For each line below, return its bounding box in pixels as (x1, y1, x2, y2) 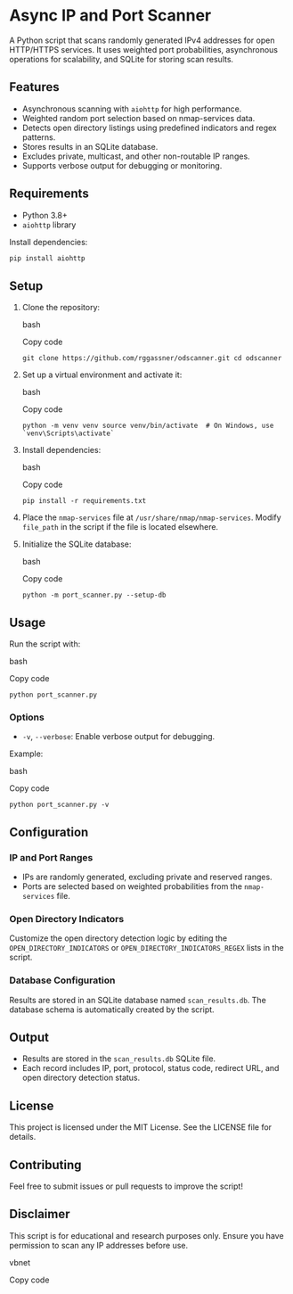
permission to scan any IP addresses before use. (9, 1240, 189, 1250)
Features (9, 79, 60, 95)
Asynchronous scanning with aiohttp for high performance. (21, 103, 242, 114)
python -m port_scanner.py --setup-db (21, 590, 167, 600)
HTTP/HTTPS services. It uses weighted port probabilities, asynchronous (9, 44, 279, 54)
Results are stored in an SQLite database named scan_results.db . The (9, 994, 267, 1005)
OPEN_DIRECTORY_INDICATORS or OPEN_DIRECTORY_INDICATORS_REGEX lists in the (9, 943, 284, 953)
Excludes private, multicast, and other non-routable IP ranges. (21, 151, 251, 161)
